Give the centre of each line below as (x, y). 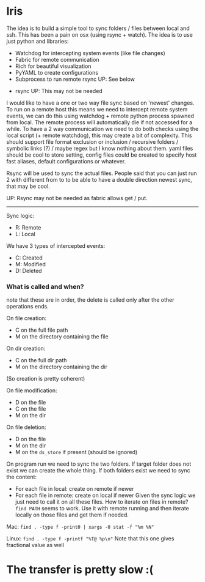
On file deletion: (26, 427)
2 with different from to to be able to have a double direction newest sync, (99, 179)
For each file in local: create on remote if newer (74, 489)
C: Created (29, 258)
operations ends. (27, 307)
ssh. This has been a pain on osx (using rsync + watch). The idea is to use (100, 34)
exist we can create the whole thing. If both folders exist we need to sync (98, 471)
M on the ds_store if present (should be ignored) (76, 452)
